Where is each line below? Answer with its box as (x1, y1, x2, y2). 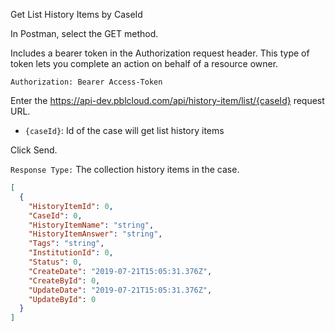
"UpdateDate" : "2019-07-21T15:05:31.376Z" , (28, 285, 213, 295)
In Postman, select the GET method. (10, 28, 159, 39)
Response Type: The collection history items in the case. (10, 164, 240, 175)
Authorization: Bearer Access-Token (10, 77, 163, 87)
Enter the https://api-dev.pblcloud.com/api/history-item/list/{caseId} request (10, 95, 325, 106)
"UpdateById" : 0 (28, 294, 97, 304)
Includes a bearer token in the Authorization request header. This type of (10, 47, 310, 59)
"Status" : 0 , (28, 257, 83, 267)
